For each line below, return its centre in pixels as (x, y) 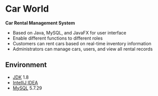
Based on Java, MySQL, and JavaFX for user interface (69, 33)
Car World (27, 9)
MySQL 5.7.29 (27, 88)
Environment (26, 65)
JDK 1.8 (21, 77)
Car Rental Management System (40, 23)
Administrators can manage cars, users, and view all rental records (83, 49)
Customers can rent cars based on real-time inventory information (82, 43)
